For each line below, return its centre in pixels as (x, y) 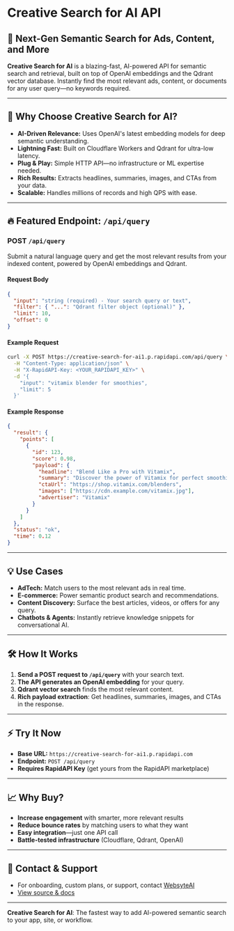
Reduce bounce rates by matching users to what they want (103, 825)
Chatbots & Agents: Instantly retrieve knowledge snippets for (106, 617)
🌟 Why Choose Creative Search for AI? (92, 117)
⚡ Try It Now (34, 734)
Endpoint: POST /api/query (56, 761)
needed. (29, 170)
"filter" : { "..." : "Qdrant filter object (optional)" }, (100, 307)
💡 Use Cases (36, 571)
